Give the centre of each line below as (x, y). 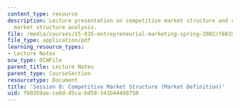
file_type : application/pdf (49, 40)
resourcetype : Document (43, 80)
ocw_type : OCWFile (35, 60)
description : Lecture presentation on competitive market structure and (118, 21)
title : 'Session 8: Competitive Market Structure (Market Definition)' (116, 87)
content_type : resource (43, 14)
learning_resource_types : (46, 47)
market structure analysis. (56, 27)
